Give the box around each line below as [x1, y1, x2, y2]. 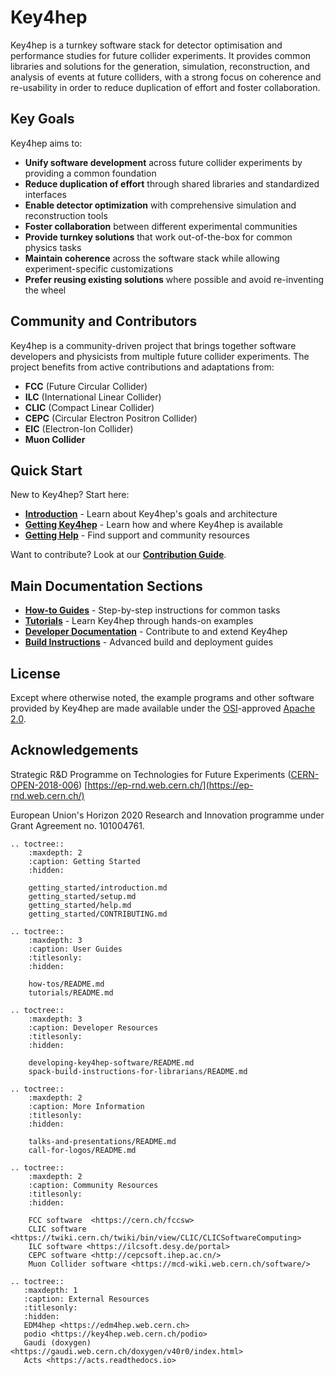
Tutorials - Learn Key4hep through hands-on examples [24, 615, 254, 627]
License [10, 665, 61, 682]
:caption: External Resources [23, 1294, 150, 1304]
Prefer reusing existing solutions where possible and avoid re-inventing [24, 273, 325, 285]
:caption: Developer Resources [28, 1022, 159, 1033]
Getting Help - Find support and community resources [24, 529, 250, 541]
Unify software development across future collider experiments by [24, 156, 303, 168]
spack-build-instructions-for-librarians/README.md [28, 1066, 248, 1076]
